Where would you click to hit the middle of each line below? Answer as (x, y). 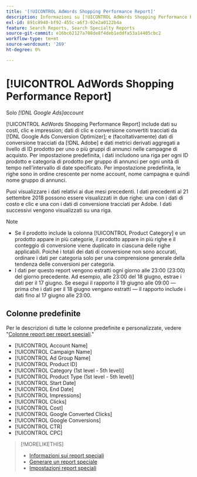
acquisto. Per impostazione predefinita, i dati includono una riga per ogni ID (97, 155)
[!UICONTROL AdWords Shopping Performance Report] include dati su (91, 124)
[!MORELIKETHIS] (42, 444)
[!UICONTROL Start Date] (45, 383)
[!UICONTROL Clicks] (40, 401)
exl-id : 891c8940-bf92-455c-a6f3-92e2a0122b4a (64, 22)
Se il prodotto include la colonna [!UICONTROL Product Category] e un (100, 233)
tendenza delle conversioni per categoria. (65, 264)
